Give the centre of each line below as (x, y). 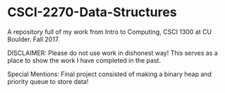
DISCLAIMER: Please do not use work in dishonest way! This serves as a (113, 53)
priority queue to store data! (48, 81)
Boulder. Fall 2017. (34, 39)
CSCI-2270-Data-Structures (92, 12)
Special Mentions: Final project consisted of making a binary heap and (109, 74)
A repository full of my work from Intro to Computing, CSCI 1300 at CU (110, 32)
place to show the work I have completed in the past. (84, 60)
